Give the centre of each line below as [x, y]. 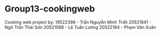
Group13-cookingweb [50, 9]
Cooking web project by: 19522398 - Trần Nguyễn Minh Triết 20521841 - [78, 22]
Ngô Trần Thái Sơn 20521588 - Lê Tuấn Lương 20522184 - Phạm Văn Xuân [80, 27]
